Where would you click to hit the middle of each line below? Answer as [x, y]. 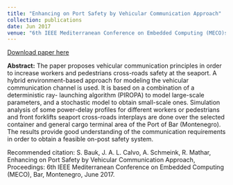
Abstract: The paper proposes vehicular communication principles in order [114, 66]
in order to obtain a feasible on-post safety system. [80, 139]
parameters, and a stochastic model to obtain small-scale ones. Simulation [114, 103]
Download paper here [38, 52]
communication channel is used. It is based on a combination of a [101, 88]
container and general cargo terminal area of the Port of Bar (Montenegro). [114, 124]
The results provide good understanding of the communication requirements [116, 132]
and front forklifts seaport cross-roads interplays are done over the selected [116, 117]
